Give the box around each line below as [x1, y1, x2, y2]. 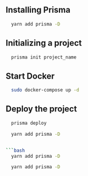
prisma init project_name [11, 54, 77, 60]
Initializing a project [5, 38, 83, 48]
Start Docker [5, 71, 55, 81]
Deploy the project [5, 104, 77, 114]
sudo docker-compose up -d [11, 87, 80, 93]
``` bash [5, 147, 25, 153]
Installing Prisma [5, 5, 71, 15]
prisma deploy [11, 120, 47, 126]
